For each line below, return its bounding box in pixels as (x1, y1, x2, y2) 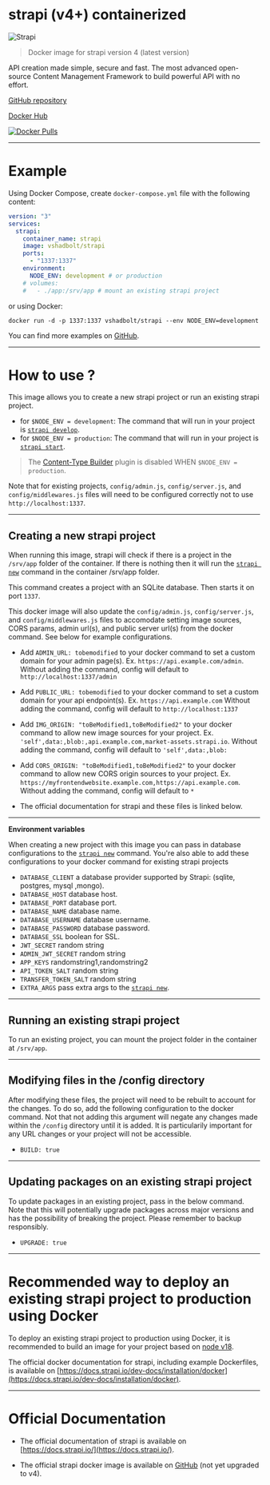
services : (8, 220, 42, 228)
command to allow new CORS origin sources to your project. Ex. (19, 769, 232, 778)
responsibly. (8, 1221, 49, 1232)
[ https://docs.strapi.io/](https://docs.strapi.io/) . (19, 1444, 174, 1454)
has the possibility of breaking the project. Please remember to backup (8, 1213, 242, 1223)
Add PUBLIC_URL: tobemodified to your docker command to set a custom (19, 687, 260, 697)
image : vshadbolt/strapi (22, 242, 105, 250)
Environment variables (8, 825, 85, 834)
